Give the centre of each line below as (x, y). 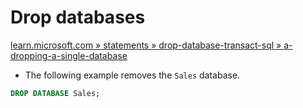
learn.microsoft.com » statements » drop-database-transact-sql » (146, 45)
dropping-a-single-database (69, 55)
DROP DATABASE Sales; (55, 93)
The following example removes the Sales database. (132, 75)
